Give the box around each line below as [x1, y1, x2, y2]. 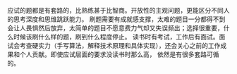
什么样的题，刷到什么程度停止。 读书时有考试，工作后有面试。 [37, 32, 219, 41]
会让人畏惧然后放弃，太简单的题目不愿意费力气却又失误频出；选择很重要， [7, 24, 224, 32]
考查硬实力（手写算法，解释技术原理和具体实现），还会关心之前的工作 [19, 42, 221, 49]
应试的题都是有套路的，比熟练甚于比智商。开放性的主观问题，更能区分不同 [7, 6, 224, 14]
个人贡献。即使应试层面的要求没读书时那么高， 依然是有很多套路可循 [19, 50, 219, 58]
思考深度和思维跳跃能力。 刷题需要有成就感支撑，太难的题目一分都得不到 [13, 15, 226, 23]
